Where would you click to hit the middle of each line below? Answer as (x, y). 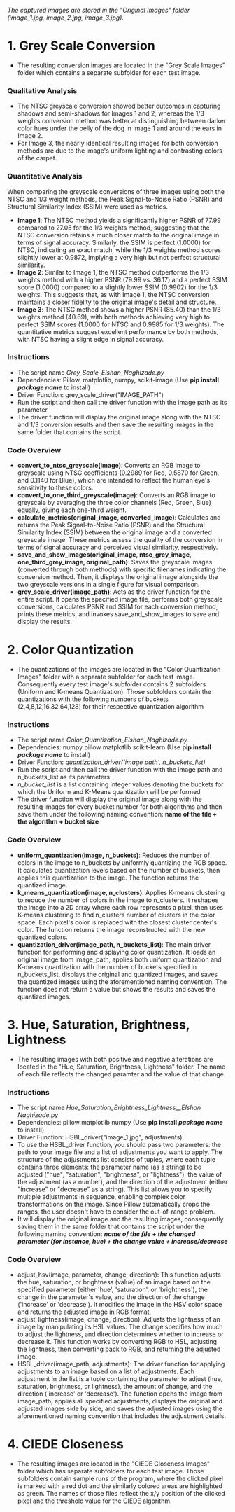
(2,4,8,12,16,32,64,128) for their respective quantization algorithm (111, 707)
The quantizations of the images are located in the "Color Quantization (119, 670)
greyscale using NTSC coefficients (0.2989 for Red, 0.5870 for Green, (118, 473)
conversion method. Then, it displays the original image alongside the (117, 577)
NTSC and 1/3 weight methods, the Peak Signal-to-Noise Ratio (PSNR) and (115, 199)
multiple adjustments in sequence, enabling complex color (101, 1196)
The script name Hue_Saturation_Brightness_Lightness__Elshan (109, 1107)
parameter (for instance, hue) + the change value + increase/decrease (122, 1241)
